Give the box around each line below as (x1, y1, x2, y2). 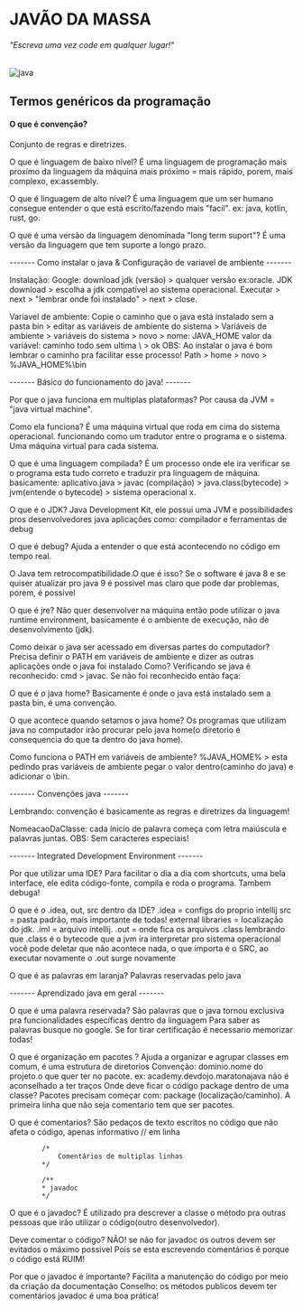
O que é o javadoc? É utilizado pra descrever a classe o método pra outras (9, 1207, 287, 1218)
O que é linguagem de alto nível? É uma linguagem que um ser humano (9, 192, 274, 203)
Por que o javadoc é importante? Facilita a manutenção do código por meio (9, 1270, 288, 1282)
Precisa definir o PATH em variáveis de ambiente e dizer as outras (9, 650, 254, 661)
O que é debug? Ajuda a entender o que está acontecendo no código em (9, 540, 280, 551)
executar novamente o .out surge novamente (9, 952, 176, 963)
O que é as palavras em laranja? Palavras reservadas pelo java (9, 969, 242, 980)
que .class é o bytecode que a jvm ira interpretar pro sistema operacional (9, 933, 281, 944)
